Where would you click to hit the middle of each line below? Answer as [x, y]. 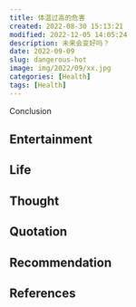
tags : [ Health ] [38, 85]
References [43, 293]
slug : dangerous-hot [49, 60]
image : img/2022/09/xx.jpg [60, 69]
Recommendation [60, 262]
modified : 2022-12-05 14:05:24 [68, 34]
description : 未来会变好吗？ [60, 43]
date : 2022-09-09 [42, 52]
